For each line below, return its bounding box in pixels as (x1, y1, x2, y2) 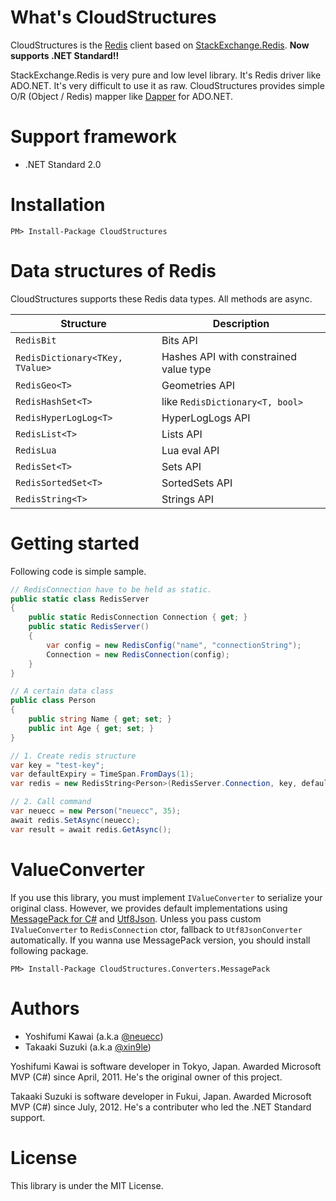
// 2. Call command (10, 797, 92, 807)
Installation (10, 194, 106, 216)
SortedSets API (161, 476, 233, 490)
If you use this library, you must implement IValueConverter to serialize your (10, 891, 323, 903)
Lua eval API (161, 443, 220, 457)
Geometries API (161, 378, 236, 392)
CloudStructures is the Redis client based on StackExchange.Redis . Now (10, 39, 310, 51)
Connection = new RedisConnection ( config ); (46, 649, 230, 660)
